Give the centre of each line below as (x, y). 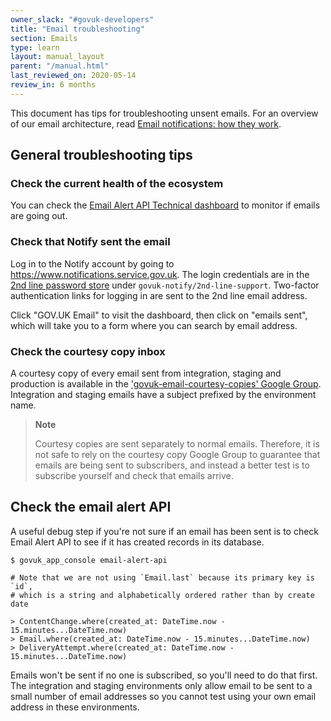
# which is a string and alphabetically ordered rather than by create (162, 595)
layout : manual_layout (57, 57)
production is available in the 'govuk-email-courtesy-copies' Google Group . (166, 384)
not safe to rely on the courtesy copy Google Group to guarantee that (177, 455)
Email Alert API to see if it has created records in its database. (137, 542)
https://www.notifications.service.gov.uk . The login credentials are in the (160, 274)
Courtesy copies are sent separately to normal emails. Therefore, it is (177, 444)
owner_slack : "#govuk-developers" (82, 19)
